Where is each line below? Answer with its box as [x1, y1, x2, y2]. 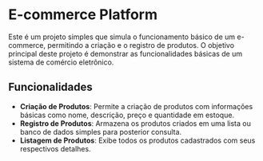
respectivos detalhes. [19, 143, 91, 153]
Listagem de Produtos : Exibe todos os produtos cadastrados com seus [19, 135, 256, 145]
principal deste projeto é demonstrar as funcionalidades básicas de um [8, 49, 243, 58]
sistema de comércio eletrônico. [8, 57, 114, 67]
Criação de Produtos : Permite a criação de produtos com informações [19, 101, 253, 111]
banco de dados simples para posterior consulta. [19, 127, 182, 136]
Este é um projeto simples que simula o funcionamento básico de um [8, 32, 236, 41]
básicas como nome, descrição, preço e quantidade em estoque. [19, 110, 234, 120]
